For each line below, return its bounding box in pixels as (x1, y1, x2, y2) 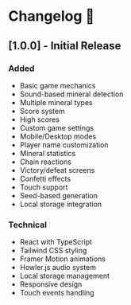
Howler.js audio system (19, 263, 97, 272)
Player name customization (19, 139, 109, 150)
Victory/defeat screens (19, 165, 95, 174)
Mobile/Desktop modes (19, 131, 97, 141)
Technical (8, 219, 48, 230)
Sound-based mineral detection (19, 89, 124, 99)
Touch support (19, 182, 68, 192)
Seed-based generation (19, 190, 98, 200)
